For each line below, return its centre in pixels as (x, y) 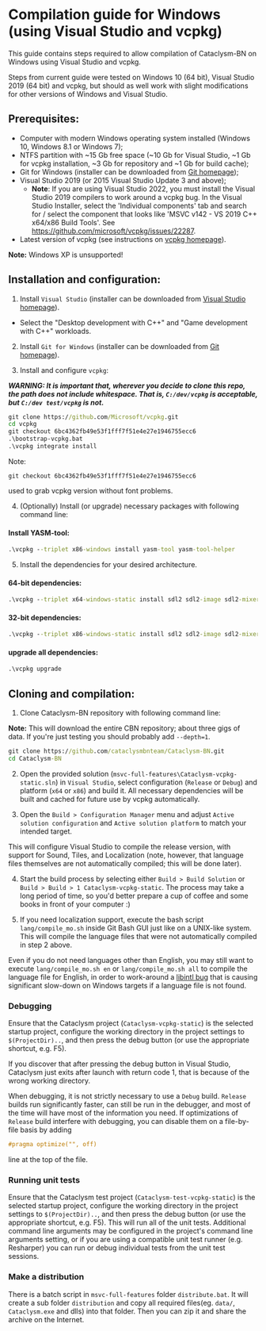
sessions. (24, 1256)
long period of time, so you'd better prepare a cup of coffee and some (134, 896)
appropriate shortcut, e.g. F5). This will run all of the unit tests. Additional (127, 1222)
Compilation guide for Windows (115, 15)
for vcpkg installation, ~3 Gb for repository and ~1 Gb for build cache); (134, 163)
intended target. (46, 831)
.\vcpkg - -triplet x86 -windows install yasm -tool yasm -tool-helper (122, 550)
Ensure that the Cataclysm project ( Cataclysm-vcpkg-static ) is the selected (131, 1023)
